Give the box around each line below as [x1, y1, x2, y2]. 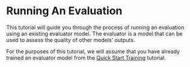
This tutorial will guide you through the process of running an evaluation [6, 24, 185, 31]
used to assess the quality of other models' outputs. [6, 36, 135, 43]
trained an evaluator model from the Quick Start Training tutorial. [6, 54, 167, 61]
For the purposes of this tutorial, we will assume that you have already [6, 47, 180, 55]
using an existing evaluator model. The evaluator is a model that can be [6, 30, 183, 37]
